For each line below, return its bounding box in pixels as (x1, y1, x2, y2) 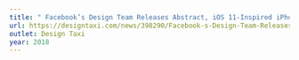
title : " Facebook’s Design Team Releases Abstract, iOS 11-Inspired (9, 12, 273, 22)
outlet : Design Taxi (9, 29, 86, 38)
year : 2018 (9, 37, 50, 47)
